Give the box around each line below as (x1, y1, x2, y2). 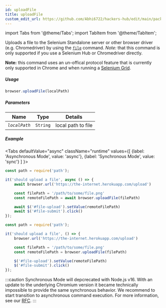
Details (65, 113, 83, 120)
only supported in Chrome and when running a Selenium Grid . (5, 65, 131, 71)
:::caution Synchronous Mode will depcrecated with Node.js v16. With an (5, 277, 153, 283)
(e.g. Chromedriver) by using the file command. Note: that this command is (5, 45, 161, 51)
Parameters (5, 100, 30, 105)
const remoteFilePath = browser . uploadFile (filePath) (14, 250, 127, 255)
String (35, 122, 51, 128)
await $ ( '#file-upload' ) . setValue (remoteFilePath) (14, 204, 121, 209)
